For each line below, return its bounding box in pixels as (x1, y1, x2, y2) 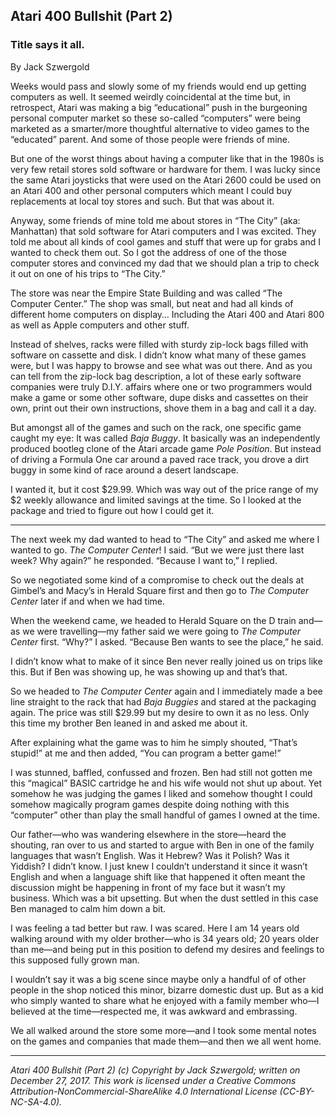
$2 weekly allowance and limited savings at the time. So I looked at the (10, 494, 302, 506)
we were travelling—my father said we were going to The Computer (22, 625, 301, 637)
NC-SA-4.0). (10, 1095, 63, 1108)
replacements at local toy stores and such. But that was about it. (10, 195, 275, 207)
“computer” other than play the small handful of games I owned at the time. (10, 809, 320, 821)
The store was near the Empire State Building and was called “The (10, 287, 283, 299)
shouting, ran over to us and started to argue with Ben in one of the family (10, 839, 315, 851)
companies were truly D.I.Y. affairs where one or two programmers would (10, 380, 313, 393)
